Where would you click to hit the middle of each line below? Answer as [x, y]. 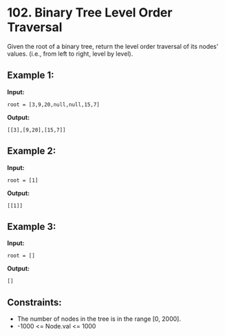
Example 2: [32, 151]
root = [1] [23, 180]
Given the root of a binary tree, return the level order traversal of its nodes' [113, 46]
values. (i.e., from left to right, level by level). [70, 54]
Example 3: [32, 226]
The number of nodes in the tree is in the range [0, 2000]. [99, 319]
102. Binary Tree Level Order [90, 13]
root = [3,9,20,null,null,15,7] [53, 105]
